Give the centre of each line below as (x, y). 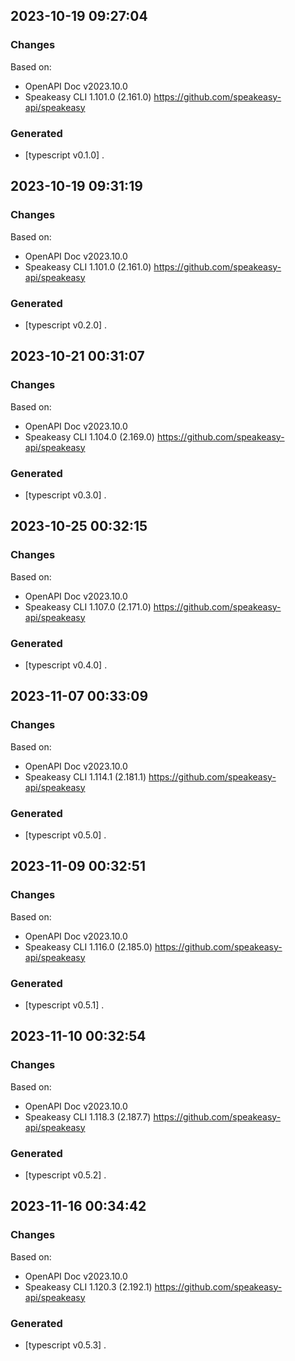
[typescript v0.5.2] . (65, 1175)
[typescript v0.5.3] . (65, 1345)
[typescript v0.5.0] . (65, 835)
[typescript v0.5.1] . (64, 1005)
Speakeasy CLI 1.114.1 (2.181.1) (85, 776)
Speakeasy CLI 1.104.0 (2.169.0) (89, 436)
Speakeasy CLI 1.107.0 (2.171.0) (88, 606)
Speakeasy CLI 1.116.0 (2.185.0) (88, 946)
